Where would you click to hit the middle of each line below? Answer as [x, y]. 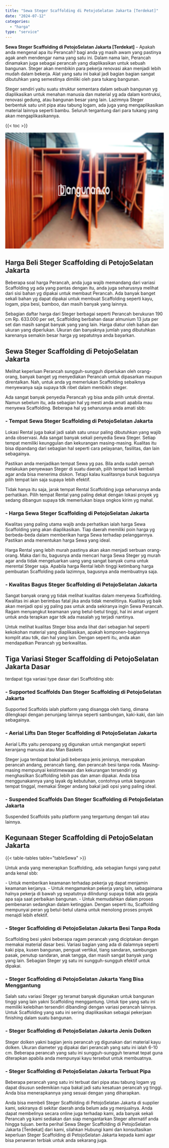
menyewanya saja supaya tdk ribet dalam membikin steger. [66, 388]
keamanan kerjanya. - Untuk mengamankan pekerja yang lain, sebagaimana [84, 888]
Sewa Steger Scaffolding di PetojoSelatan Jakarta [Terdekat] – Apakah [80, 47]
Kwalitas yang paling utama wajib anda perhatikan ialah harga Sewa [75, 524]
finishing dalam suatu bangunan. [39, 1018]
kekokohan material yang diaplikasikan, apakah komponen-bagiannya [77, 632]
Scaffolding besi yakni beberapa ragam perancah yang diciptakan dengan [82, 939]
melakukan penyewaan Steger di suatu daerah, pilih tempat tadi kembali [80, 469]
